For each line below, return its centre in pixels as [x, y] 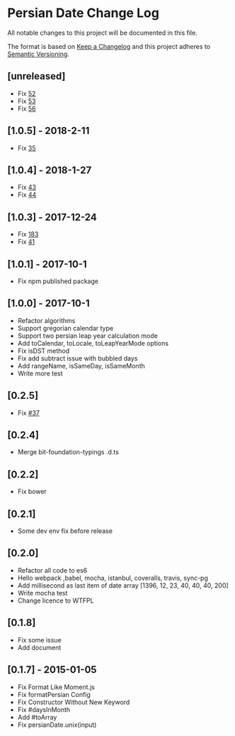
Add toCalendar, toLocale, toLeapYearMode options [93, 343]
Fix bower [32, 492]
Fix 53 [27, 101]
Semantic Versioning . [38, 54]
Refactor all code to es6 [52, 570]
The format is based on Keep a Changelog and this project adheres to [109, 46]
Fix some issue [39, 639]
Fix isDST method [44, 351]
